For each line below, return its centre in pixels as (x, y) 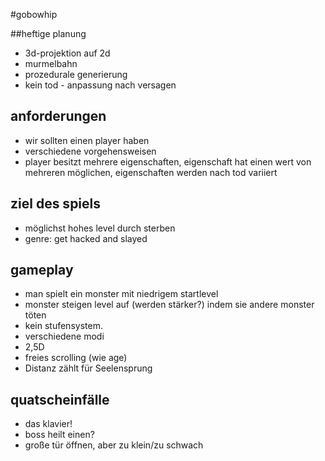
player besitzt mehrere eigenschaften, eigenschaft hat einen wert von (168, 161)
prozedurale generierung (76, 74)
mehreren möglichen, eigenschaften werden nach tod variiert (151, 172)
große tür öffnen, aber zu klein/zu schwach (114, 445)
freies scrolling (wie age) (76, 358)
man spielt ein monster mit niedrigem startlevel (121, 294)
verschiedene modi (64, 336)
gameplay (42, 270)
